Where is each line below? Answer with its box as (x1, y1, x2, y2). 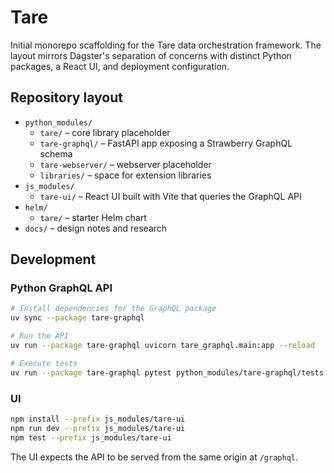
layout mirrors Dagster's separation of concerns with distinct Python (10, 49, 292, 61)
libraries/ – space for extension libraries (39, 169, 212, 181)
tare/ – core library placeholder (39, 126, 171, 138)
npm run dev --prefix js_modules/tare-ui (10, 423, 186, 433)
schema (39, 147, 73, 160)
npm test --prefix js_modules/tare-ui (10, 432, 172, 443)
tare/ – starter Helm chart (39, 211, 147, 223)
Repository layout (10, 89, 123, 106)
